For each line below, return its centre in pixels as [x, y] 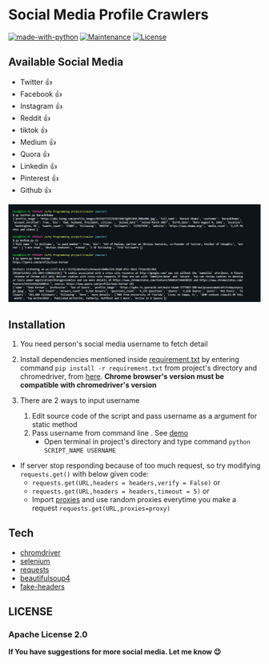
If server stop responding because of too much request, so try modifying [140, 465]
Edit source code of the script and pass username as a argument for [145, 416]
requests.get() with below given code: [84, 473]
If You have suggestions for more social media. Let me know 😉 [115, 652]
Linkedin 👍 [38, 166]
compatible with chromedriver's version [88, 384]
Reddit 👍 [35, 118]
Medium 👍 [38, 142]
